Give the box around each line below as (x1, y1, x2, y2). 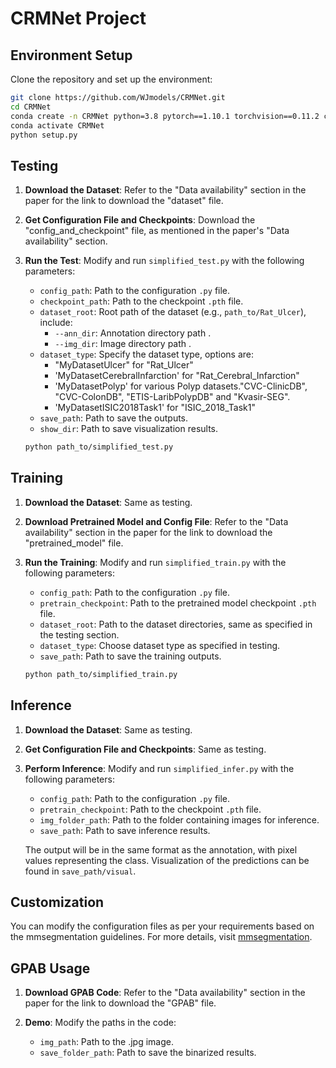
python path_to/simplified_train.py (24, 669, 178, 679)
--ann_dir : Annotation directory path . (54, 327, 212, 339)
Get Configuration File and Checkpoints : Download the (24, 214, 256, 226)
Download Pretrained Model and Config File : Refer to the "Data (24, 515, 289, 527)
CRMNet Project (10, 7, 147, 30)
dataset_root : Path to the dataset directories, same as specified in (39, 618, 313, 630)
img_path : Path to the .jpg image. (39, 1036, 174, 1048)
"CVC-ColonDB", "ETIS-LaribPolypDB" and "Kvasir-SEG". (54, 391, 291, 403)
